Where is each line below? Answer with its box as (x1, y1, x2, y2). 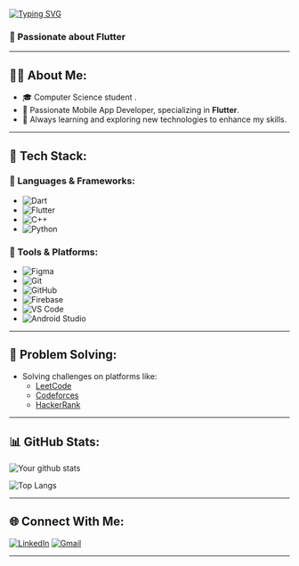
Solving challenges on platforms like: (21, 370, 158, 382)
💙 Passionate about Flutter (9, 30, 126, 43)
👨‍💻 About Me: (9, 68, 87, 83)
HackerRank (35, 399, 81, 409)
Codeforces (35, 390, 79, 400)
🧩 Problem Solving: (9, 347, 117, 362)
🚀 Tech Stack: (9, 148, 87, 164)
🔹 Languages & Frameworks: (9, 174, 135, 187)
